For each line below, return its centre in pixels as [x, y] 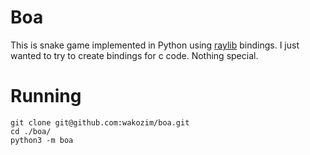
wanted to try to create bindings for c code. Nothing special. [134, 55]
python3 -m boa [42, 140]
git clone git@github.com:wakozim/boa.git [100, 122]
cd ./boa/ [31, 131]
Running [46, 96]
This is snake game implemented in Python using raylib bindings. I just [155, 45]
